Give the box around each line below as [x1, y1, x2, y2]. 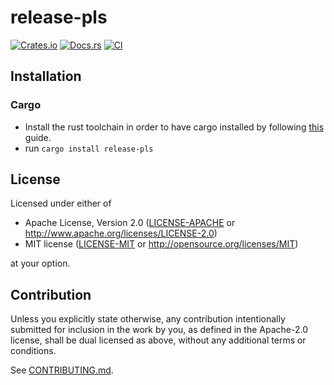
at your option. [10, 257, 71, 270]
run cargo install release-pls [24, 142, 154, 154]
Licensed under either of [10, 197, 112, 210]
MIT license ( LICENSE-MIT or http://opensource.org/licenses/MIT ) [24, 238, 299, 250]
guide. [24, 131, 52, 143]
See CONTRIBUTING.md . [10, 364, 114, 376]
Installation [10, 68, 82, 85]
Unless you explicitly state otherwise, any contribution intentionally [10, 313, 286, 325]
